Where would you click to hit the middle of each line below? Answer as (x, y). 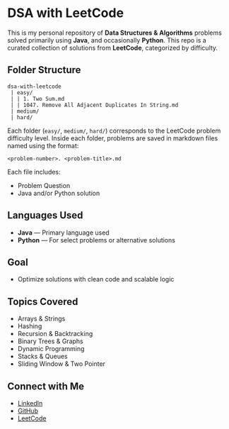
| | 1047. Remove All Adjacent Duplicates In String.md (94, 105)
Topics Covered (43, 302)
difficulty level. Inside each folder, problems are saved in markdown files (113, 138)
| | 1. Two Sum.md (37, 99)
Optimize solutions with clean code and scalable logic (96, 279)
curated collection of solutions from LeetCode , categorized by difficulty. (112, 48)
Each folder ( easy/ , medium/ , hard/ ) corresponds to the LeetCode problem (114, 130)
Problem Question (44, 185)
